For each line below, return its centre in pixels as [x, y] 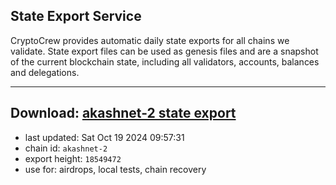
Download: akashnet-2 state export [123, 113]
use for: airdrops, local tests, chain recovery [115, 169]
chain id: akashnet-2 [66, 148]
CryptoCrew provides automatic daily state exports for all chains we [150, 40]
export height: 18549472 [73, 158]
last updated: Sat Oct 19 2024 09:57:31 [104, 137]
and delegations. [45, 72]
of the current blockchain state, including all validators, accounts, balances [165, 61]
